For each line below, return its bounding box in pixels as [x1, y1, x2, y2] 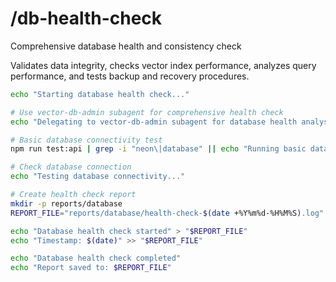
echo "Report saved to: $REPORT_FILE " [10, 263, 172, 273]
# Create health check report [10, 190, 137, 200]
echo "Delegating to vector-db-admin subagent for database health [10, 117, 298, 127]
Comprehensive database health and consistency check [10, 40, 242, 52]
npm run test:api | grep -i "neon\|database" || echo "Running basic [10, 144, 307, 154]
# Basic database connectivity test [10, 135, 163, 145]
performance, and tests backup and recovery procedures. [10, 70, 250, 82]
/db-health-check [10, 7, 163, 30]
